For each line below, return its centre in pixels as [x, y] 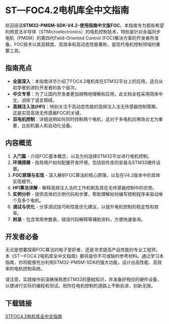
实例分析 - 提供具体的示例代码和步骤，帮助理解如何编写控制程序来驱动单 [88, 194]
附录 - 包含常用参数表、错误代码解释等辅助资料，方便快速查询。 [79, 219]
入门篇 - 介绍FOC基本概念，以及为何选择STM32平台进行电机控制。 [82, 156]
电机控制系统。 [30, 269]
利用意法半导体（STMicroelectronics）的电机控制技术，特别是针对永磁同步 [83, 31]
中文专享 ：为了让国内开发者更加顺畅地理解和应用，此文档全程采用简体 [86, 94]
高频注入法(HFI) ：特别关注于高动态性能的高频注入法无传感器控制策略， [86, 106]
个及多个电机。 [28, 200]
